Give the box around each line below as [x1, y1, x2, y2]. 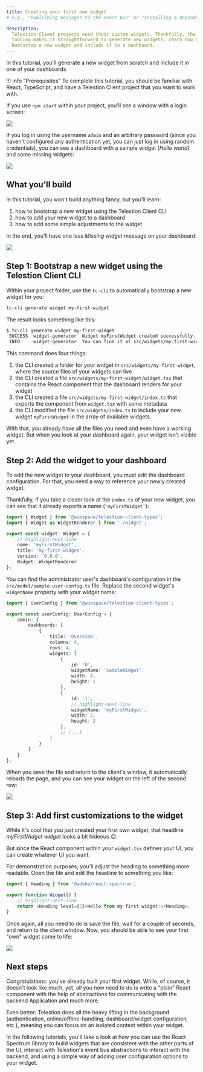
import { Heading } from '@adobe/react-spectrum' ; [6, 881, 137, 887]
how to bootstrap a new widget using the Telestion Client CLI [14, 207, 167, 215]
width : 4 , [71, 673, 96, 679]
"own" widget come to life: [6, 933, 72, 940]
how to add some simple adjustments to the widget [14, 220, 143, 227]
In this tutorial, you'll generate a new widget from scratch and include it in [6, 59, 189, 66]
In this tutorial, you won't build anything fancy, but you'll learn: [6, 195, 161, 203]
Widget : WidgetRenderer [17, 559, 77, 565]
